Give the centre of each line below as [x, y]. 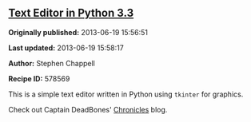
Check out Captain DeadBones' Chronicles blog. [88, 109]
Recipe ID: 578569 [39, 78]
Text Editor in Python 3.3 [71, 13]
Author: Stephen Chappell [52, 63]
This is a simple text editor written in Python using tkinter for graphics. [126, 94]
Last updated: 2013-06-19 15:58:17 [66, 48]
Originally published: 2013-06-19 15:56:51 [78, 32]
